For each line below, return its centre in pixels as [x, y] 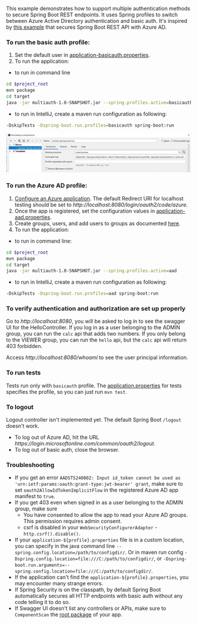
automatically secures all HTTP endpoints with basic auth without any [98, 596]
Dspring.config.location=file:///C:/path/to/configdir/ [84, 559]
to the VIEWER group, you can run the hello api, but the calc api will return [96, 340]
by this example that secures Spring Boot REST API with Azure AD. [86, 27]
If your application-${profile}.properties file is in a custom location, [99, 540]
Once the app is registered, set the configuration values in [85, 211]
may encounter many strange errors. [59, 584]
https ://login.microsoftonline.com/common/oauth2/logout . [85, 444]
